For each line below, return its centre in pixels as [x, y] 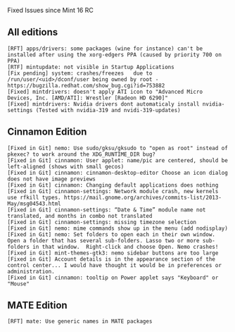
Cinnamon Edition [47, 132]
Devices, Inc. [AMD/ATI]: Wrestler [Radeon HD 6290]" [88, 98]
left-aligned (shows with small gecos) [66, 166]
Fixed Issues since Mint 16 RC [50, 10]
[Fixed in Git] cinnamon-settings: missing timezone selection [102, 222]
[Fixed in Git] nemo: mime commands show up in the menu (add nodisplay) [118, 228]
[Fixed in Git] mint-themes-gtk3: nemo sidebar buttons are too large [113, 253]
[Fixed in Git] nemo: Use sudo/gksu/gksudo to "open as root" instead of [118, 148]
